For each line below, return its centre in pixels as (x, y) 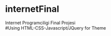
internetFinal (32, 9)
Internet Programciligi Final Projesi (40, 23)
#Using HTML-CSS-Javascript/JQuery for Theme (55, 28)
